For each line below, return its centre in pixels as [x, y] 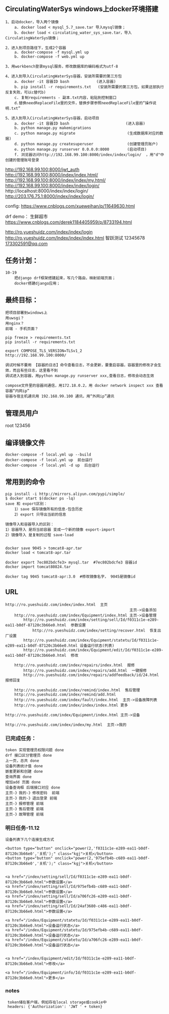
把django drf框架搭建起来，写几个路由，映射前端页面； [65, 278]
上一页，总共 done [22, 761]
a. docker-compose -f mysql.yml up [52, 52]
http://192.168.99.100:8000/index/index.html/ [52, 175]
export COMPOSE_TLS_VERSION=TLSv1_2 [44, 351]
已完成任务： [21, 738]
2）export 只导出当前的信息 [40, 514]
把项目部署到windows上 [26, 313]
